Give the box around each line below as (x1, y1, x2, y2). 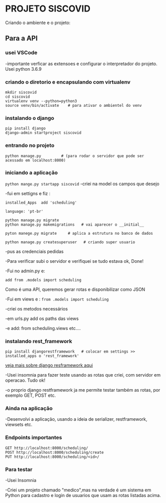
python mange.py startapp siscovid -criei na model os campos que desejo (5, 181, 160, 187)
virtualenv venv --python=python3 (5, 98, 77, 103)
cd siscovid (5, 94, 30, 99)
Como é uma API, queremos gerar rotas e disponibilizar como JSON (5, 286, 145, 292)
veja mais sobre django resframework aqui (5, 362, 93, 369)
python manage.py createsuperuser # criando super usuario (5, 239, 135, 245)
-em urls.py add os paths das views (5, 315, 79, 321)
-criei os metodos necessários (5, 305, 68, 311)
